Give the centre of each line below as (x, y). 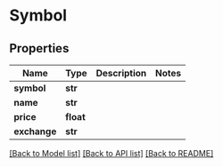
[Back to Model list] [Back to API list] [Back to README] (111, 153)
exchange (35, 131)
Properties (39, 48)
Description (121, 73)
